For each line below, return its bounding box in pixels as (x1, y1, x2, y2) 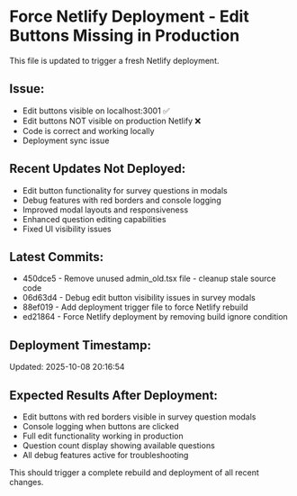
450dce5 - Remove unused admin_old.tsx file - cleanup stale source (22, 273, 276, 284)
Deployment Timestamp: (9, 338, 151, 353)
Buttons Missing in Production (9, 25, 240, 46)
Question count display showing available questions (22, 440, 216, 451)
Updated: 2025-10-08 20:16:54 (9, 362, 125, 373)
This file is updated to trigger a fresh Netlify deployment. (9, 55, 220, 66)
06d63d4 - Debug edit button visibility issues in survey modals (22, 293, 256, 303)
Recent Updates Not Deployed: (9, 161, 186, 176)
